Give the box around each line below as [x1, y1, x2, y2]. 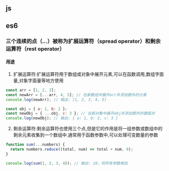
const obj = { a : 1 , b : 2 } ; [6, 106, 67, 111]
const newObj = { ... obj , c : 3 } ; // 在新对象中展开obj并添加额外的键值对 [6, 111, 155, 116]
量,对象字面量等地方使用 [13, 77, 64, 83]
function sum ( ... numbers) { [6, 142, 65, 147]
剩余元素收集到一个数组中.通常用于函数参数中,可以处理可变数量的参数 [13, 132, 158, 138]
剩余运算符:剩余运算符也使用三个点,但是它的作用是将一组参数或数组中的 [13, 126, 163, 132]
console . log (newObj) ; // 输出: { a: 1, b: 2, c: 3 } [6, 116, 118, 121]
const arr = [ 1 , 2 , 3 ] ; [6, 88, 56, 93]
